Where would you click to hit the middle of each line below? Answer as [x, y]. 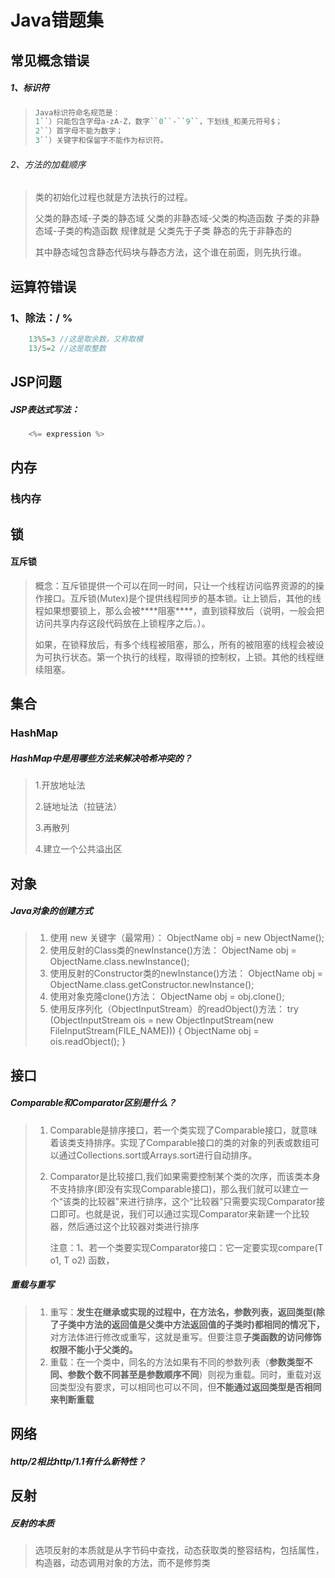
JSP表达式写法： [45, 409]
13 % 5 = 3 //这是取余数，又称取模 [86, 339]
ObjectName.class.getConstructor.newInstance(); [152, 985]
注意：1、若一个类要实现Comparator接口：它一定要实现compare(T [186, 1247]
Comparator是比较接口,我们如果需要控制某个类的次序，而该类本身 [185, 1176]
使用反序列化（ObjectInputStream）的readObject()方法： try [174, 1009]
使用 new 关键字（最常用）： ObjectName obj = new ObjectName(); [187, 938]
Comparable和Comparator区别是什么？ [93, 1103]
